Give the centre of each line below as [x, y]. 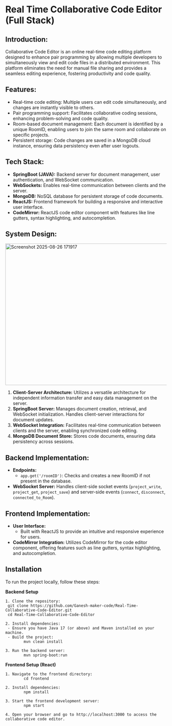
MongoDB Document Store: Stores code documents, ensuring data [84, 436]
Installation [24, 570]
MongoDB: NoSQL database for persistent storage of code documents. [88, 196]
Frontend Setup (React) [31, 664]
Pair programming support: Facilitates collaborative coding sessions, [85, 113]
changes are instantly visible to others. [53, 107]
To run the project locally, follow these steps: [52, 582]
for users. [30, 537]
